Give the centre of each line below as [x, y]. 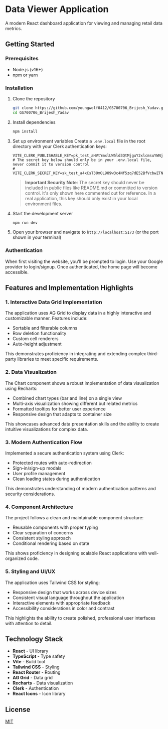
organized [16, 558]
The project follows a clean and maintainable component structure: [74, 518]
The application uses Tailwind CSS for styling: [53, 582]
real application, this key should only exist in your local [81, 198]
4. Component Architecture [39, 507]
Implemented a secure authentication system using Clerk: [65, 453]
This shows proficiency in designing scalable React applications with [76, 553]
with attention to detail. [29, 623]
